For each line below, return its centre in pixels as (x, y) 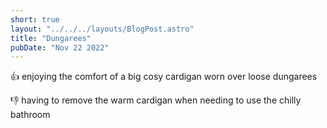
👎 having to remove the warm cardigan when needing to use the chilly (156, 100)
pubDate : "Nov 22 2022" (60, 47)
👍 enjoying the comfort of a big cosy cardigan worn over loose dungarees (164, 77)
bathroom (30, 115)
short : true (35, 19)
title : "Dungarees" (51, 38)
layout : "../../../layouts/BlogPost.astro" (102, 29)
